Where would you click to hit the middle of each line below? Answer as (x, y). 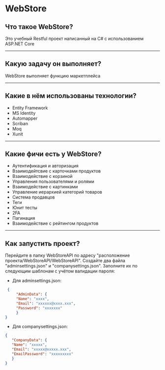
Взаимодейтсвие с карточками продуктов (56, 171)
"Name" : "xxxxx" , (29, 345)
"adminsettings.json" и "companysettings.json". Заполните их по (71, 266)
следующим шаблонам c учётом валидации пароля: (60, 271)
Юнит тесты (25, 208)
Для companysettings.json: (40, 327)
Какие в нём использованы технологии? (71, 96)
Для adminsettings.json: (37, 281)
